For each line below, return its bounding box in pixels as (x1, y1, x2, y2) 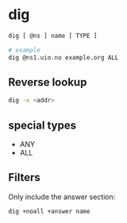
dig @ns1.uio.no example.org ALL (8, 53, 119, 61)
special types (8, 118, 77, 132)
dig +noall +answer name (8, 207, 90, 215)
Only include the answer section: (8, 192, 116, 202)
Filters (8, 171, 41, 184)
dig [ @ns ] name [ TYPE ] (8, 32, 98, 40)
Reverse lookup (8, 75, 87, 89)
